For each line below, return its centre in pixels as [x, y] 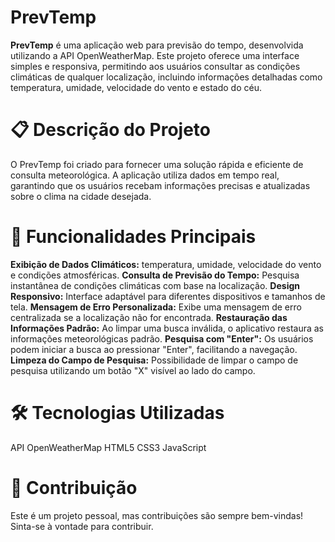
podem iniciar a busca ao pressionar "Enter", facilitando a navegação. [154, 349]
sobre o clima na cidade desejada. [81, 196]
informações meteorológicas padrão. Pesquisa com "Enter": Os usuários [162, 338]
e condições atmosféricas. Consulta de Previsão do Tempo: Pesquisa [155, 275]
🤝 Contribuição [74, 487]
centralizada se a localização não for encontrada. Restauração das [149, 317]
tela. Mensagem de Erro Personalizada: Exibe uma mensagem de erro [156, 307]
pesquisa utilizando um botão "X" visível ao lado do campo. [133, 370]
